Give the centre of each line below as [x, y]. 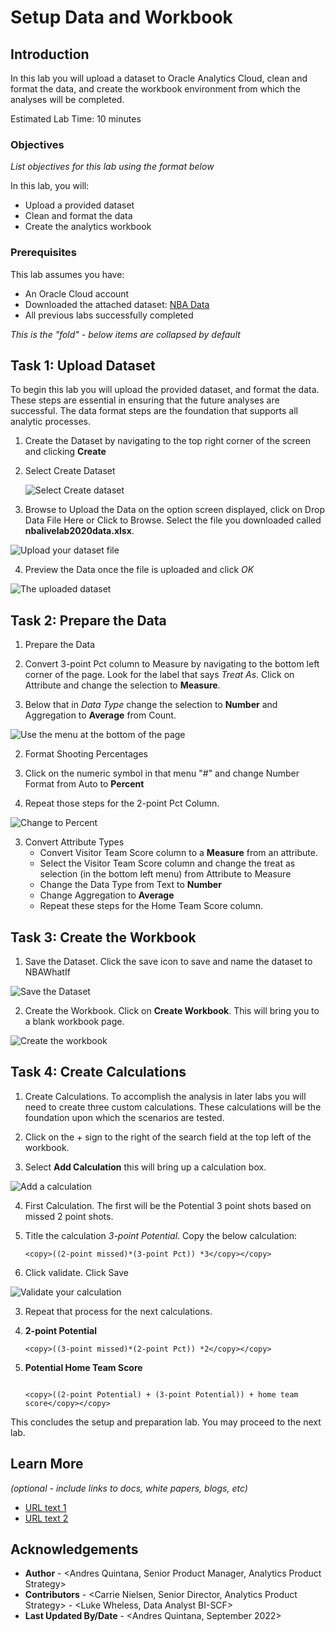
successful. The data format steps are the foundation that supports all [154, 411]
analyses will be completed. [67, 99]
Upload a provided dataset [79, 205]
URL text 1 [45, 1507]
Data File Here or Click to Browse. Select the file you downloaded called [173, 520]
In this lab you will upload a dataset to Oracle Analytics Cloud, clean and [159, 78]
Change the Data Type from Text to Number [130, 885]
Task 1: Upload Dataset [83, 365]
